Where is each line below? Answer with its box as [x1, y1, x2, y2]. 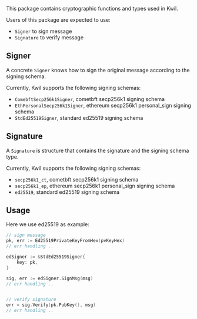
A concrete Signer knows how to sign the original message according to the [6, 66, 190, 73]
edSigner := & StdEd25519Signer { [6, 254, 85, 260]
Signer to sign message [14, 28, 72, 35]
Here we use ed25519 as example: [6, 221, 89, 228]
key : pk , [16, 259, 38, 265]
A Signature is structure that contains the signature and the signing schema [6, 147, 189, 154]
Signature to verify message [14, 34, 84, 41]
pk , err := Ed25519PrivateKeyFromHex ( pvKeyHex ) [6, 238, 125, 244]
